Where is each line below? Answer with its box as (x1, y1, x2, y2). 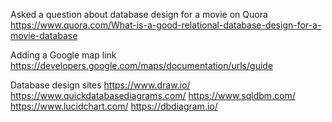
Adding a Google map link (10, 49, 117, 61)
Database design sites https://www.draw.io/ (10, 79, 191, 91)
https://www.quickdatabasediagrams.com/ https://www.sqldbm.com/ (10, 90, 296, 101)
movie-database (10, 30, 78, 41)
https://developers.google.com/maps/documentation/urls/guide (10, 60, 274, 71)
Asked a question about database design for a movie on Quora (10, 9, 268, 20)
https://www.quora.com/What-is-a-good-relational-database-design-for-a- (10, 19, 322, 31)
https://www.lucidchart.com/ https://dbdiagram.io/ (10, 100, 218, 112)
